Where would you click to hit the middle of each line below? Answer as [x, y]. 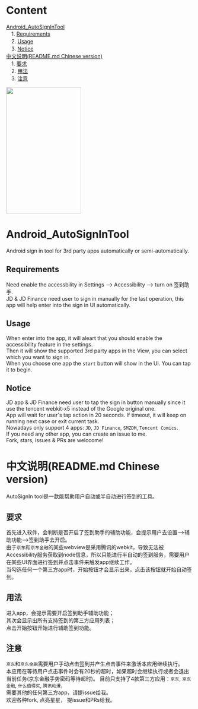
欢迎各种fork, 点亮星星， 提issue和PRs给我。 [61, 699]
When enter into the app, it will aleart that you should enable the [84, 338]
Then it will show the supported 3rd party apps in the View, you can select [97, 351]
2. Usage [22, 41]
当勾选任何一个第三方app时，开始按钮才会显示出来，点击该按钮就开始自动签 [99, 570]
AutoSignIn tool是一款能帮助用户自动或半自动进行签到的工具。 [82, 496]
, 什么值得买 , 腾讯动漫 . [38, 685]
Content [27, 10]
